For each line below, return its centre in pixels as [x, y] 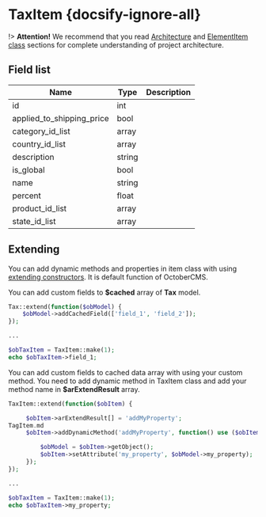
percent [27, 196]
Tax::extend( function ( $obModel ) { [65, 306]
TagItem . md [26, 425]
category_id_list [41, 131]
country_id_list [39, 144]
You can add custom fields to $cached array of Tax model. [104, 292]
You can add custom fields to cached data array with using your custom [125, 372]
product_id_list [40, 208]
